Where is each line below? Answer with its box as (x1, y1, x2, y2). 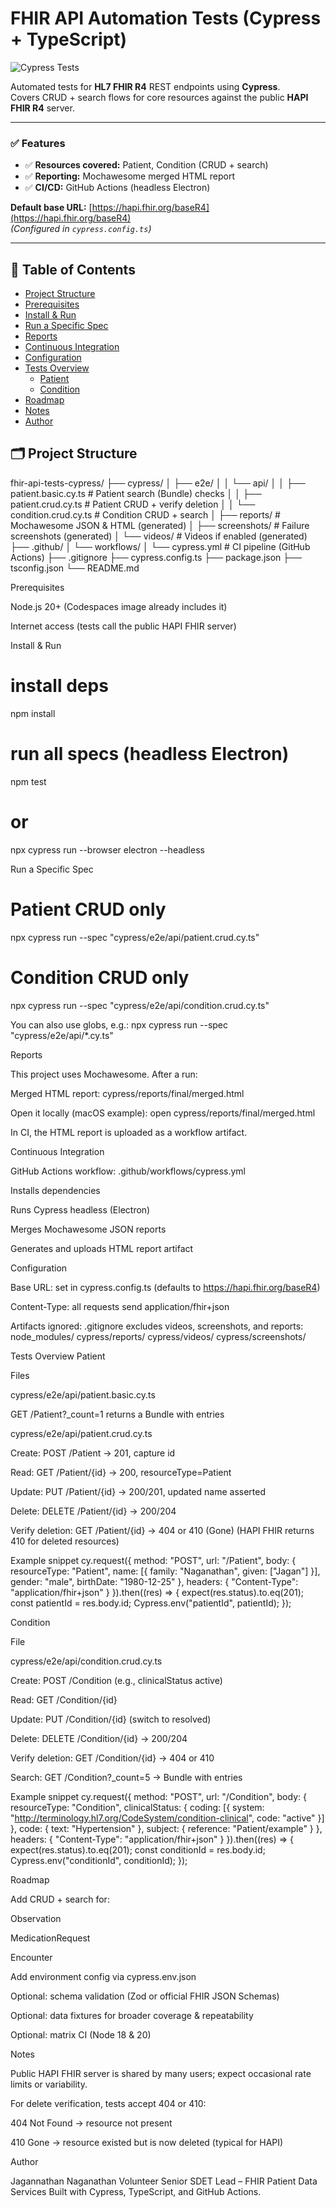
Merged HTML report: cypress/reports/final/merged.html (10, 1087, 245, 1099)
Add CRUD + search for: (10, 1893, 110, 1905)
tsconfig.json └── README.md (10, 562, 140, 574)
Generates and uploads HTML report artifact (10, 1242, 194, 1254)
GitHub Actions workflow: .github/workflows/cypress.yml (10, 1165, 246, 1177)
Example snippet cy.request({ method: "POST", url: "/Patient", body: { (10, 1554, 297, 1566)
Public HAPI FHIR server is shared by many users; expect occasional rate (10, 2067, 312, 2079)
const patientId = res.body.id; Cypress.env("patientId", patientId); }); (10, 1597, 292, 1609)
